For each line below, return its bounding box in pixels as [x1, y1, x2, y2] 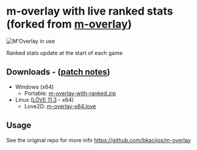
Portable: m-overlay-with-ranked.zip [24, 90, 116, 97]
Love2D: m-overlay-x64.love [24, 102, 96, 110]
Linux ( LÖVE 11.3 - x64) [15, 96, 74, 103]
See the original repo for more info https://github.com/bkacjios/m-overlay [6, 136, 191, 144]
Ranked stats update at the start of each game [6, 49, 123, 56]
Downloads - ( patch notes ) [6, 67, 110, 77]
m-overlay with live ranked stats [6, 4, 173, 18]
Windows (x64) [15, 83, 54, 90]
